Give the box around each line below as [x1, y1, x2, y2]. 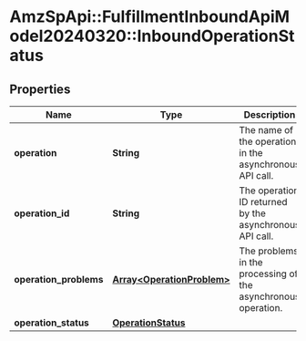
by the [239, 207, 267, 220]
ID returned [239, 196, 289, 208]
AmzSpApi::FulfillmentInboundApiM [9, 6, 290, 27]
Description [243, 108, 296, 120]
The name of [239, 124, 294, 136]
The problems [239, 244, 299, 257]
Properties [9, 81, 71, 97]
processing [239, 267, 287, 280]
